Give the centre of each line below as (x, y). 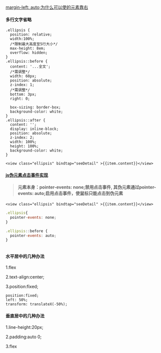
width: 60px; (23, 76)
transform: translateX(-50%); (37, 304)
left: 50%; (17, 300)
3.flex (11, 346)
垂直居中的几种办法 (25, 316)
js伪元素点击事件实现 (27, 175)
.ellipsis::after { (26, 120)
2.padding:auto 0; (24, 337)
